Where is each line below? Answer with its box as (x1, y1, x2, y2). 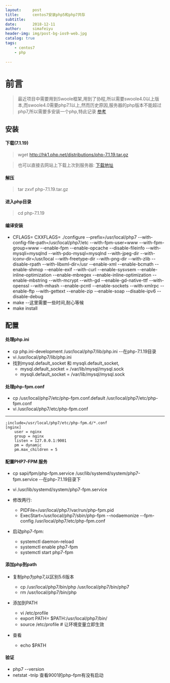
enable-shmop (12, 266, 44, 272)
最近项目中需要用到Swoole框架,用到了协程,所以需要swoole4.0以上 (17, 96, 155, 102)
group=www (12, 245, 39, 251)
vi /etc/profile (20, 610, 49, 616)
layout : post (5, 7, 42, 13)
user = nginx (14, 430, 42, 435)
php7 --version (12, 666, 45, 672)
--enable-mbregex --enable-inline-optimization (52, 272, 152, 278)
